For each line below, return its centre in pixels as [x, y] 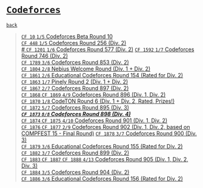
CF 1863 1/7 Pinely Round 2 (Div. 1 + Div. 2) [75, 82]
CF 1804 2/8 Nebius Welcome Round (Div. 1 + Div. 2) [86, 69]
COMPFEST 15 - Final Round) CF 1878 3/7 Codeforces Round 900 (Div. [109, 133]
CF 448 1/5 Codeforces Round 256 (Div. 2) [74, 43]
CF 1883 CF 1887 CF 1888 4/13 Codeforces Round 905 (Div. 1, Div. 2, [105, 159]
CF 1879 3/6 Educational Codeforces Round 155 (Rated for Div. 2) [102, 146]
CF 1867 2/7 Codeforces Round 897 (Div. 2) [75, 88]
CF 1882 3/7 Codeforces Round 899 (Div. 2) [75, 153]
